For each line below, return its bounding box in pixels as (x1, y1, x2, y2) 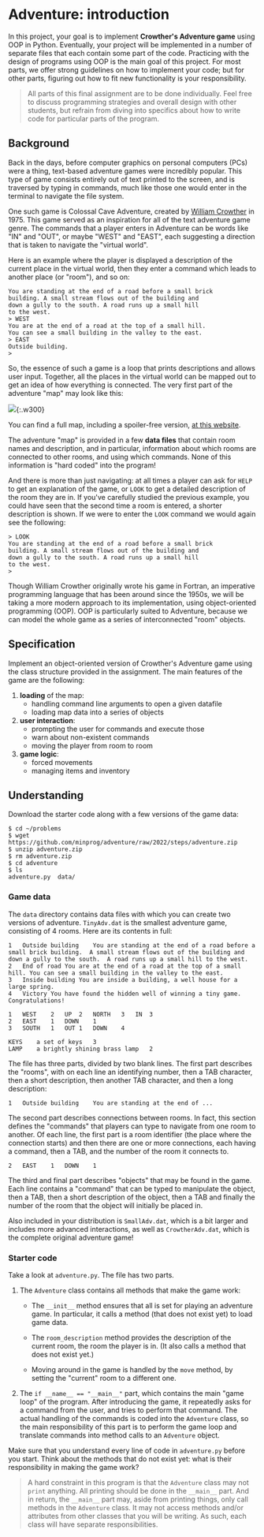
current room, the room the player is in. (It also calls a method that (31, 1341, 247, 1350)
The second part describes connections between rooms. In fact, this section (8, 1113, 256, 1122)
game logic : (19, 749, 59, 759)
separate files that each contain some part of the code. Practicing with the (8, 48, 250, 58)
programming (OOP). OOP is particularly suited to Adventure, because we (8, 606, 248, 616)
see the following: (8, 517, 66, 527)
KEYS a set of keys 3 (8, 1038, 97, 1046)
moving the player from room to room (31, 741, 154, 750)
